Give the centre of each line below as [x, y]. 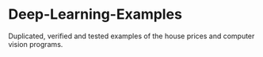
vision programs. [36, 44]
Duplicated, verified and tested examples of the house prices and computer [131, 36]
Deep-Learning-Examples [95, 14]
